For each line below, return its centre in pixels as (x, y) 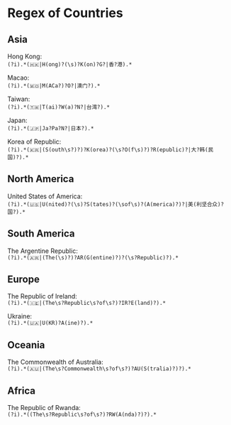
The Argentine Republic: (43, 251)
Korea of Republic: (34, 141)
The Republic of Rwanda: (44, 408)
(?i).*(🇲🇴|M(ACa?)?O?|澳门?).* (54, 86)
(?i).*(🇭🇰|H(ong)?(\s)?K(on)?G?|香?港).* (70, 65)
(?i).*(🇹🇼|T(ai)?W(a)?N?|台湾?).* (58, 107)
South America (41, 233)
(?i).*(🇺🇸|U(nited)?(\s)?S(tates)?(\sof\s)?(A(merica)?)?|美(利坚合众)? (116, 204)
